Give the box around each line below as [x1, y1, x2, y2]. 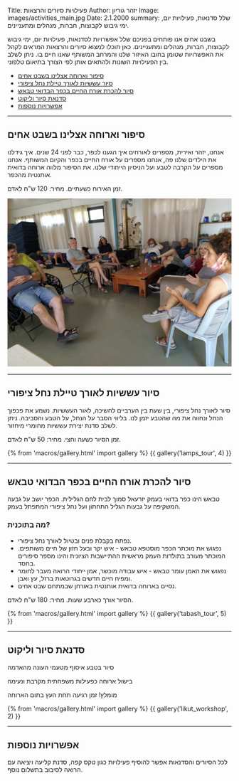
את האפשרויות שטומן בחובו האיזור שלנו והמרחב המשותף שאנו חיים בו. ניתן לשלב [7, 50, 224, 58]
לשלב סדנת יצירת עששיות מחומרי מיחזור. [7, 421, 118, 430]
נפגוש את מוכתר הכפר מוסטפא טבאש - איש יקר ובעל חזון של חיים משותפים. [17, 543, 222, 552]
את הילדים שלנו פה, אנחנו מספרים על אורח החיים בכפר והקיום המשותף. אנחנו [7, 155, 217, 164]
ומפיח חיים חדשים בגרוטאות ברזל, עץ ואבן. [17, 574, 132, 583]
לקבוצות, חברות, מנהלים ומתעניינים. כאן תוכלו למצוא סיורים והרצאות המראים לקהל [7, 43, 230, 51]
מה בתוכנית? [7, 520, 51, 530]
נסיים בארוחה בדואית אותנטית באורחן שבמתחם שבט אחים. [17, 581, 177, 590]
